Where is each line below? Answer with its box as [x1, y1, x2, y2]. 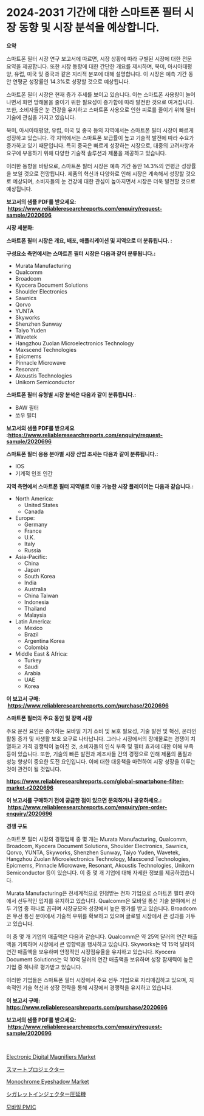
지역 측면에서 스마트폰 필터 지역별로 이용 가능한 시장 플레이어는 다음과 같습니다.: [6, 482, 194, 490]
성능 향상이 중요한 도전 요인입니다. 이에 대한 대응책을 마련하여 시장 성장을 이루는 [6, 757, 196, 765]
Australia [24, 585, 47, 592]
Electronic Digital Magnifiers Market [6, 1053, 96, 1060]
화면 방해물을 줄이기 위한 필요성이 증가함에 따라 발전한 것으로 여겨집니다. [22, 98, 194, 105]
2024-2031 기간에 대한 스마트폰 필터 [6, 5, 182, 19]
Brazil [24, 631, 39, 638]
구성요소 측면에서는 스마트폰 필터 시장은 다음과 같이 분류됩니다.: [6, 250, 156, 257]
